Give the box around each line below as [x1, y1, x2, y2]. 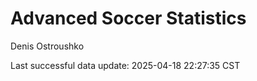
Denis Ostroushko [10, 40, 85, 52]
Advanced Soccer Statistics [10, 7, 247, 30]
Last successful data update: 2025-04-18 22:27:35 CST [10, 59, 241, 71]
